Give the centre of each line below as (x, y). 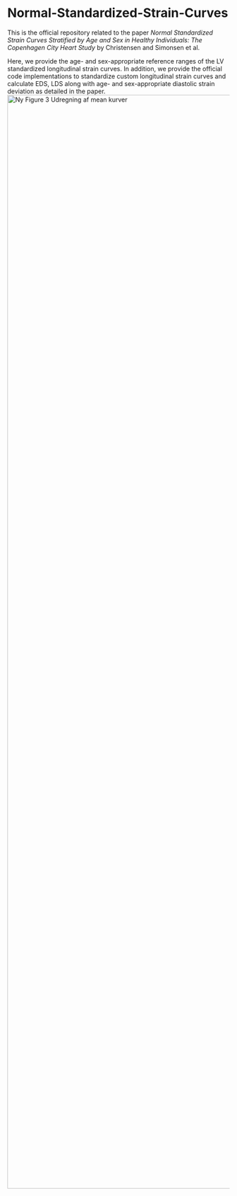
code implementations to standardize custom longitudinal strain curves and (117, 76)
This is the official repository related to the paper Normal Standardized (110, 32)
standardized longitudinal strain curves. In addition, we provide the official (115, 68)
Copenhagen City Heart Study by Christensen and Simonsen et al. (104, 47)
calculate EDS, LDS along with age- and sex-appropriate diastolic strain (111, 83)
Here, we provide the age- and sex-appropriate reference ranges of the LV (116, 61)
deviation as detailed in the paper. (56, 91)
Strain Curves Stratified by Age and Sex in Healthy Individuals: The (105, 40)
